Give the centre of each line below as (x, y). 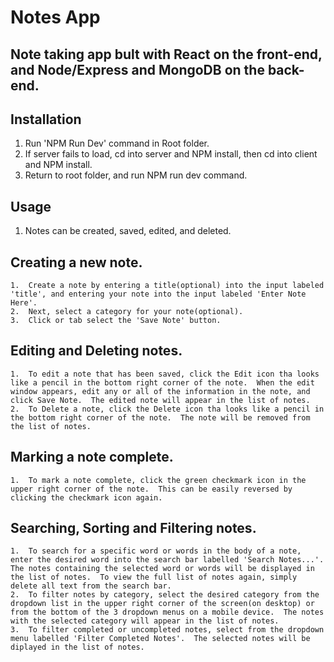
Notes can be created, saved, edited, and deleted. (128, 231)
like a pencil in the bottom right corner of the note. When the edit (162, 382)
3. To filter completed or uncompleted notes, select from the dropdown (167, 630)
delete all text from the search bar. (91, 586)
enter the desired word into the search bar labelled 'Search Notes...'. (167, 560)
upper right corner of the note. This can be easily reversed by (151, 489)
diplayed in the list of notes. (77, 647)
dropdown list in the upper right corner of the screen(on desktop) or (162, 604)
